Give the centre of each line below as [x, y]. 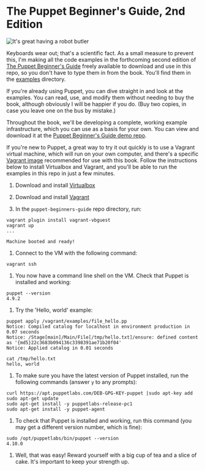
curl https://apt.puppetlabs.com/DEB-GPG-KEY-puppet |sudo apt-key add [99, 393]
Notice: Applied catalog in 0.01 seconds [60, 348]
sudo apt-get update [33, 398]
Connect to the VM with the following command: [76, 253]
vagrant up [20, 225]
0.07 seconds [23, 332]
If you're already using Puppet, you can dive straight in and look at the [95, 91]
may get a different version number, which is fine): [79, 427]
